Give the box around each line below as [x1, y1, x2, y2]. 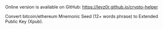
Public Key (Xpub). [5, 19, 43, 24]
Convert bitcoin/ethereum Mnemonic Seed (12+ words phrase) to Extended [5, 14, 158, 19]
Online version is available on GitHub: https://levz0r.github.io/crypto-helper [5, 4, 158, 10]
